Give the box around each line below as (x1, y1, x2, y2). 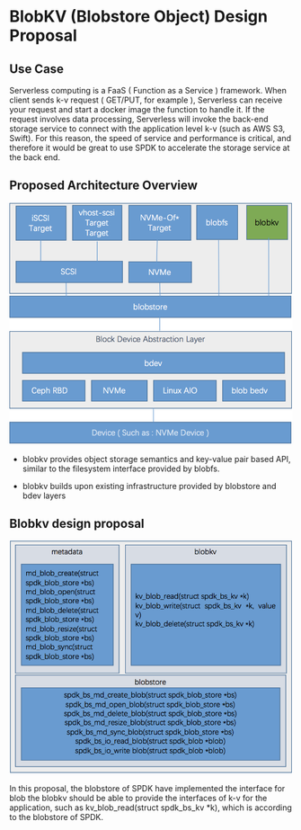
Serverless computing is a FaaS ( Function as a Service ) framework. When (9, 85, 288, 95)
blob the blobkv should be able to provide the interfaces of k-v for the (9, 792, 268, 803)
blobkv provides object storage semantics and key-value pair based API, (22, 453, 291, 464)
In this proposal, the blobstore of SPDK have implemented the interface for (9, 782, 286, 793)
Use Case (9, 61, 65, 76)
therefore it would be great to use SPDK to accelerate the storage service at (9, 142, 290, 153)
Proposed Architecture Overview (9, 178, 198, 193)
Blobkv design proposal (9, 515, 146, 531)
